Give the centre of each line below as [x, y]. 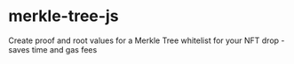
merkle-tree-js [64, 16]
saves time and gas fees [53, 49]
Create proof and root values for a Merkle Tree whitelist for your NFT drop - [147, 40]
